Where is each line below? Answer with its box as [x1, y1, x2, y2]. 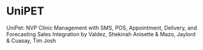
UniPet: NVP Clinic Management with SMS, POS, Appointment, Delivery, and [6, 24, 198, 31]
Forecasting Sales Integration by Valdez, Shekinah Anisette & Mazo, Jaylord [6, 30, 196, 37]
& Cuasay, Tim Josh [6, 37, 57, 44]
